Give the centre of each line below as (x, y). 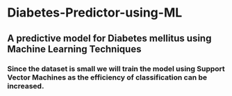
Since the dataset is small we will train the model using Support (116, 68)
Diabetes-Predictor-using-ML (95, 13)
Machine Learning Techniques (74, 49)
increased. (26, 86)
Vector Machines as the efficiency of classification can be (107, 77)
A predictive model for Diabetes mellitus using (109, 38)
